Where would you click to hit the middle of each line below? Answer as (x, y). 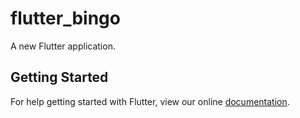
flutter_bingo (65, 18)
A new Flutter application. (63, 46)
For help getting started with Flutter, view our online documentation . (150, 101)
